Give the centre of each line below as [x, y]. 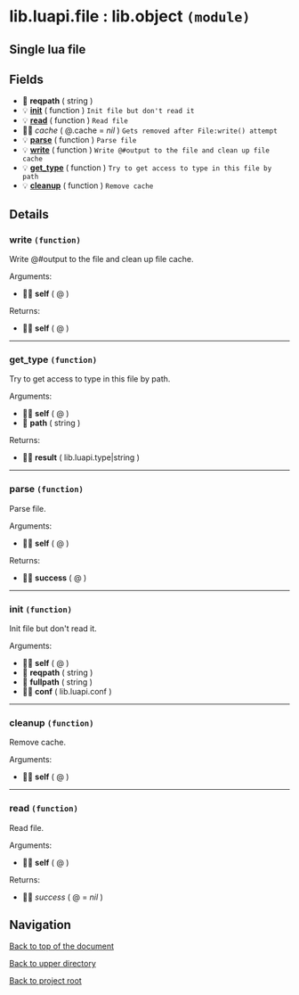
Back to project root [45, 981]
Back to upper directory [53, 964]
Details [29, 214]
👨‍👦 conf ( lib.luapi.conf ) [67, 691]
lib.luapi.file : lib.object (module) [130, 16]
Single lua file [48, 49]
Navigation [40, 925]
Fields [27, 79]
